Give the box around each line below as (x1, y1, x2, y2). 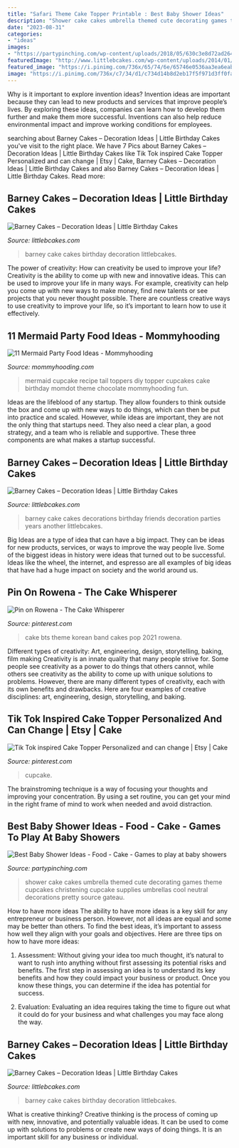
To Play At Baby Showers (7, 831, 121, 844)
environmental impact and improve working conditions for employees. (7, 120, 212, 128)
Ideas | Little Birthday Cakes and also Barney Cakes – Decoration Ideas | (7, 164, 219, 173)
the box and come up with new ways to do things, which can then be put (7, 406, 221, 414)
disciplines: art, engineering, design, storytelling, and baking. (7, 692, 186, 701)
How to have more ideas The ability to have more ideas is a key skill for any (7, 907, 228, 916)
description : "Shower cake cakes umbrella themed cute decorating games (7, 17, 228, 24)
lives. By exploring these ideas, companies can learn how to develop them (7, 105, 225, 113)
